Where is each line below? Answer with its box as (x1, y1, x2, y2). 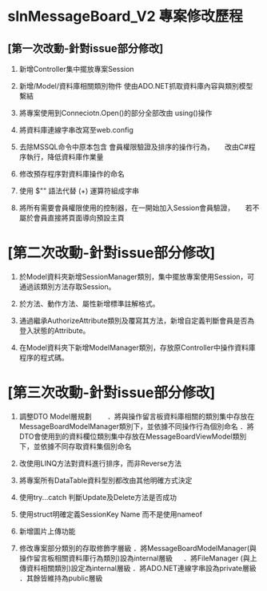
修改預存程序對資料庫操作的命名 (18, 169, 125, 178)
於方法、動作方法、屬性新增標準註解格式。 (18, 299, 160, 308)
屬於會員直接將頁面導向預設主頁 (18, 213, 125, 222)
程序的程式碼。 (18, 352, 69, 362)
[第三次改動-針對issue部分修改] (7, 384, 216, 402)
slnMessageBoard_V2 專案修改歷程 (7, 7, 243, 26)
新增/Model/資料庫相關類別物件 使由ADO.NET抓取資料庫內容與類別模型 (18, 81, 253, 90)
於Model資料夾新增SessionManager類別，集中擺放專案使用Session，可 (18, 272, 255, 281)
